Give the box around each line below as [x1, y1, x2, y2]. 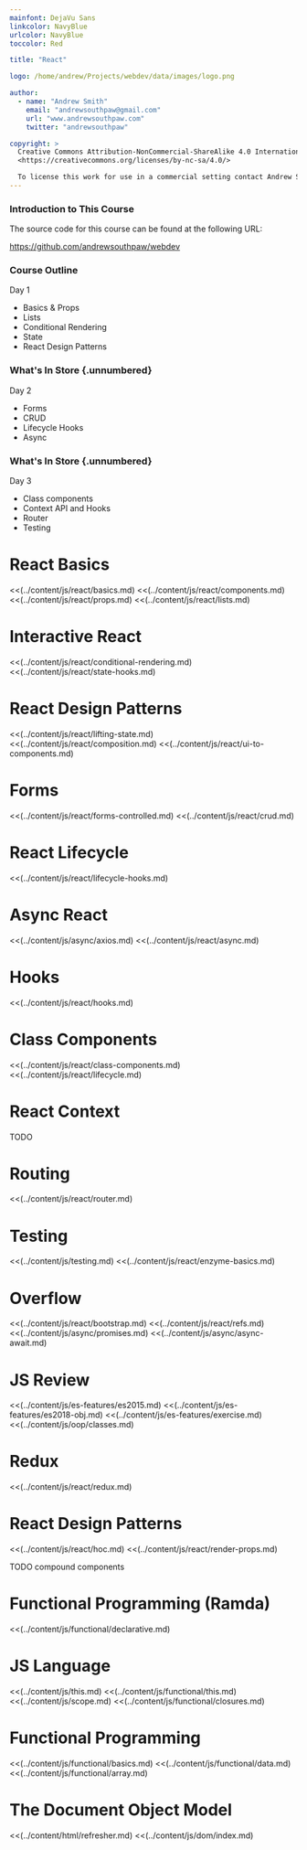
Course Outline [9, 264, 79, 277]
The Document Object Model [9, 1800, 233, 1821]
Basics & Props [22, 303, 80, 314]
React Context [9, 1101, 121, 1121]
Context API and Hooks [22, 503, 111, 514]
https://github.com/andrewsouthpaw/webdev [9, 241, 181, 252]
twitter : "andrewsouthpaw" [26, 123, 129, 132]
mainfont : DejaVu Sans [9, 13, 96, 23]
